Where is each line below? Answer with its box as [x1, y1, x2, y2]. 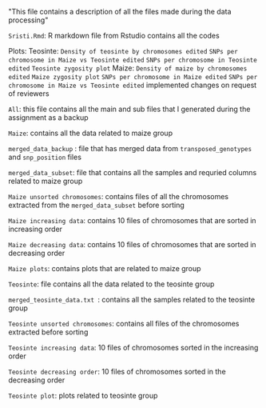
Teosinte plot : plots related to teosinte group [8, 391, 158, 400]
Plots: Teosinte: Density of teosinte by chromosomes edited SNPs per [8, 46, 238, 55]
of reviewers [8, 89, 50, 98]
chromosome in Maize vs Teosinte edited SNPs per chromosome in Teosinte [8, 56, 257, 64]
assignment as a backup [8, 113, 89, 122]
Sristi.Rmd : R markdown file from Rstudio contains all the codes [8, 31, 220, 40]
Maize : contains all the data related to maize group [8, 128, 173, 138]
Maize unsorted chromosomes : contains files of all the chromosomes [8, 192, 229, 201]
